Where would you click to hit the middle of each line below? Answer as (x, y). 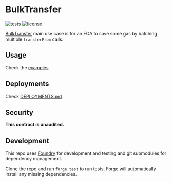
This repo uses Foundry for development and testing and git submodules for (86, 153)
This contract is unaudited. (35, 125)
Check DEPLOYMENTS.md (34, 96)
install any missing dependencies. (41, 174)
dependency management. (34, 159)
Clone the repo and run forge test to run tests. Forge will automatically (81, 169)
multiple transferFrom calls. (34, 39)
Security (19, 112)
